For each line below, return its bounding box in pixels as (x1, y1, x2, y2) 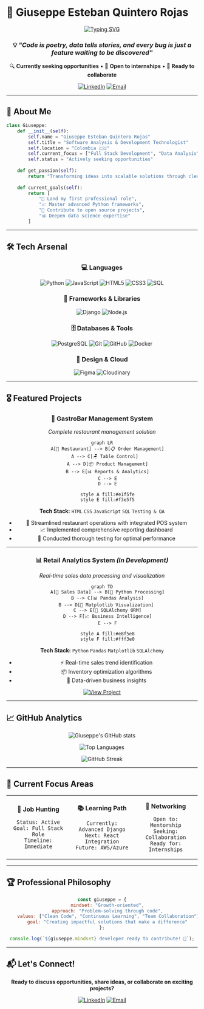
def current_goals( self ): (17, 185, 83, 191)
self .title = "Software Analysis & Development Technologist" (28, 139, 189, 145)
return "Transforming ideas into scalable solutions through (28, 173, 186, 179)
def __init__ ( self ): (17, 128, 69, 134)
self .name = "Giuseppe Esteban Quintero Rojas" (28, 134, 151, 140)
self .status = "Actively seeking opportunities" (28, 156, 154, 163)
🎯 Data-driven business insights (66, 677, 147, 684)
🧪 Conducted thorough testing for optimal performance (37, 535, 176, 542)
